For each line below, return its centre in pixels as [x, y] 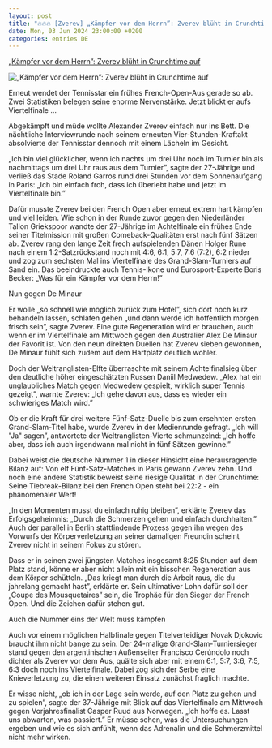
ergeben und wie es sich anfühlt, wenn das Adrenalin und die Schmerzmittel [136, 729]
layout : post [30, 16]
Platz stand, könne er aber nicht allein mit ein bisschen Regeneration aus [130, 570]
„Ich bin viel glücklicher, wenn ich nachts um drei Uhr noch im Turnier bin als [136, 159]
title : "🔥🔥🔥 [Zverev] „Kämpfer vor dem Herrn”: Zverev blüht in [120, 24]
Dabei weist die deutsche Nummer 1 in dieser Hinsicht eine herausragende [133, 460]
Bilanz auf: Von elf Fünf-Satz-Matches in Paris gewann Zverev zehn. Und [130, 469]
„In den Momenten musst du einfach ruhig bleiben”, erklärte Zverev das [127, 510]
